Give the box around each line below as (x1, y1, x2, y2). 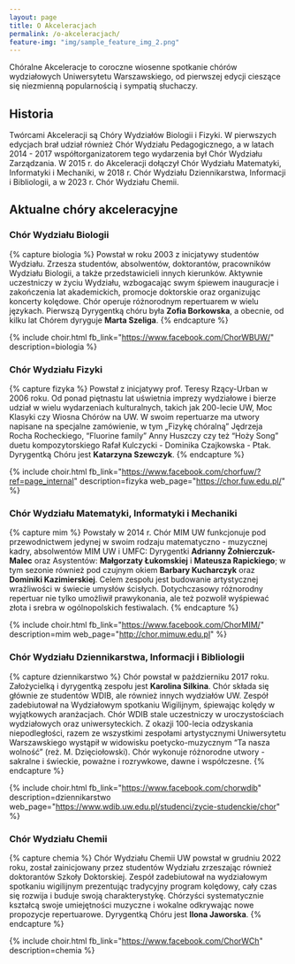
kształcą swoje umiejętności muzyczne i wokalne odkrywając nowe (9, 899, 254, 910)
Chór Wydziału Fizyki (9, 363, 103, 376)
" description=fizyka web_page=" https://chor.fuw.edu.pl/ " (73, 476, 285, 486)
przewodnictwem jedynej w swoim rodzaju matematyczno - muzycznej (9, 537, 268, 547)
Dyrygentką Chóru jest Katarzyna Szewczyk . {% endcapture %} (9, 449, 246, 460)
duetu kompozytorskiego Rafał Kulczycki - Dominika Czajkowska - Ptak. (9, 440, 272, 451)
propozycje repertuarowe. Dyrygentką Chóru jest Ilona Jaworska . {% (9, 908, 262, 920)
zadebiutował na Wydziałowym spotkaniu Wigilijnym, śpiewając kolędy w (9, 700, 276, 710)
